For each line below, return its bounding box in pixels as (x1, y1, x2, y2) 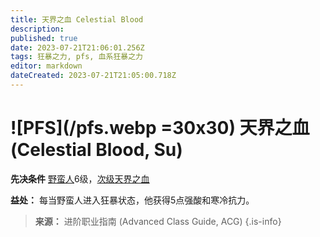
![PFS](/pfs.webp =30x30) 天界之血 (10, 117, 310, 140)
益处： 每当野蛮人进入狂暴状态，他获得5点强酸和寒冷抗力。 (10, 194, 255, 206)
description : (10, 24, 65, 34)
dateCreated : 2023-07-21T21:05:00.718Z (10, 71, 177, 81)
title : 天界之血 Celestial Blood (10, 14, 144, 25)
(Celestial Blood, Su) (10, 139, 183, 161)
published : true (10, 33, 78, 43)
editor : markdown (10, 61, 83, 71)
